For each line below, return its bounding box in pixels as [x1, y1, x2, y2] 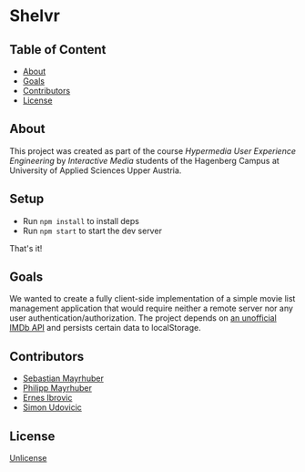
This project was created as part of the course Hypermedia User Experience [9, 145, 297, 156]
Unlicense [9, 453, 47, 464]
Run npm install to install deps [22, 215, 139, 226]
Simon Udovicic [22, 402, 82, 413]
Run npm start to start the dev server [22, 225, 162, 236]
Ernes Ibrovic [22, 393, 73, 404]
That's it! [9, 242, 43, 253]
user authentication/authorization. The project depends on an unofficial [9, 313, 278, 323]
